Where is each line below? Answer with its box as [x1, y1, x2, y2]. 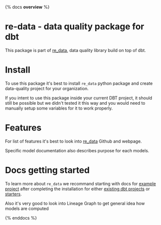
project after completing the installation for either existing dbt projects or [5, 186, 150, 192]
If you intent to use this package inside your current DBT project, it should [5, 95, 153, 101]
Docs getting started [5, 165, 90, 176]
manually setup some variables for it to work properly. [5, 105, 113, 111]
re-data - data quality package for [5, 21, 145, 32]
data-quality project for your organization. [5, 85, 89, 91]
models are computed [5, 206, 49, 211]
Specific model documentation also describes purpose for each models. [5, 147, 149, 153]
